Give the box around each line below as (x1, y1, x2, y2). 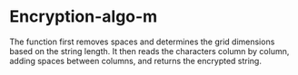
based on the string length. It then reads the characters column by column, (9, 45, 290, 56)
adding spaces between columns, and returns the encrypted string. (9, 55, 262, 66)
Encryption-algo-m (9, 6, 158, 27)
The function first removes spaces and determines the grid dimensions (9, 36, 275, 47)
